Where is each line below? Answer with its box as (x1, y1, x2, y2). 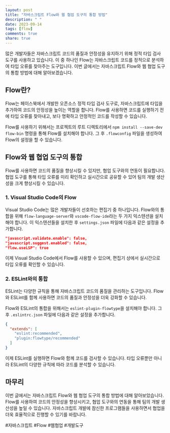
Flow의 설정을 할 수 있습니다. (5, 136, 62, 142)
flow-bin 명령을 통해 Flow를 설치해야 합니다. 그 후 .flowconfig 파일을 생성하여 (5, 130, 162, 136)
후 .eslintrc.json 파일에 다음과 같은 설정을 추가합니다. (5, 311, 116, 317)
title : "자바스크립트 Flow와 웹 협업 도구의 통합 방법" (5, 12, 108, 17)
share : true (5, 36, 30, 41)
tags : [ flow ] (5, 26, 33, 32)
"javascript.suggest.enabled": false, (5, 240, 87, 246)
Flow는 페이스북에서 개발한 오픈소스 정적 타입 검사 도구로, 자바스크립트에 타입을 (5, 100, 163, 106)
